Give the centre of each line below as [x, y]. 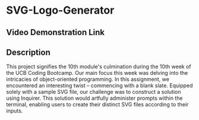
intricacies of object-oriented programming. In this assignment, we [88, 79]
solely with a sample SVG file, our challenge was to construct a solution [94, 92]
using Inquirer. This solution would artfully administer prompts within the [94, 98]
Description [28, 52]
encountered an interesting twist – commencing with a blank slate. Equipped [99, 86]
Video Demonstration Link [56, 32]
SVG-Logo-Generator [60, 10]
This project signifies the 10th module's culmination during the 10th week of [99, 67]
